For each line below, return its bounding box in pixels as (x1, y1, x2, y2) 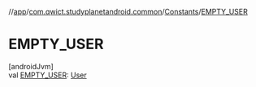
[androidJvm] (8, 61, 54, 71)
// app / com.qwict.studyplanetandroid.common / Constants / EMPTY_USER (8, 7, 248, 16)
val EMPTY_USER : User (8, 70, 87, 80)
